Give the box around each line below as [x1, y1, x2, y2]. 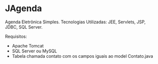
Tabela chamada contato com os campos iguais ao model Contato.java [12, 53, 153, 59]
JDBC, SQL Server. [5, 24, 43, 30]
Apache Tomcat [12, 43, 44, 48]
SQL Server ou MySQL [12, 48, 57, 54]
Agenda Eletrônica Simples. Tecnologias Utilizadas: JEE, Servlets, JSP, [5, 19, 146, 25]
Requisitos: [5, 33, 28, 39]
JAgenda [5, 3, 42, 14]
